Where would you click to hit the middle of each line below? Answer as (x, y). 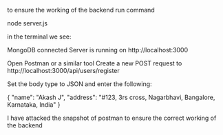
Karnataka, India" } (34, 105)
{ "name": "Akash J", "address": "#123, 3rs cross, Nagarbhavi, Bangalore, (111, 97)
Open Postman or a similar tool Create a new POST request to (95, 63)
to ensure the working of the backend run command (81, 10)
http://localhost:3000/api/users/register (64, 71)
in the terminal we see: (39, 37)
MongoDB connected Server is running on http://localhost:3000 (98, 50)
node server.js (28, 23)
